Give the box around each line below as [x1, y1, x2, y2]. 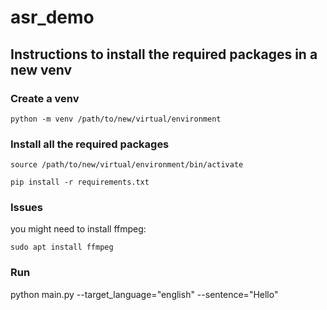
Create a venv [10, 91, 80, 105]
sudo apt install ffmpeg [10, 242, 114, 253]
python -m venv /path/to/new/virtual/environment [10, 114, 222, 124]
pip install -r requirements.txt [10, 177, 150, 188]
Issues [10, 201, 44, 215]
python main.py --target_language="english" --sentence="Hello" [10, 288, 279, 300]
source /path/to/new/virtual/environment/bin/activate [10, 160, 244, 170]
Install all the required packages [10, 137, 170, 151]
